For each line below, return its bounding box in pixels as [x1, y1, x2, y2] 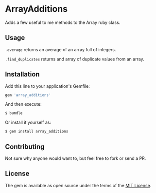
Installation [5, 70, 40, 78]
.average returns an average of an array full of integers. [5, 46, 116, 52]
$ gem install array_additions [5, 129, 69, 134]
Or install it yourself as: [5, 119, 51, 125]
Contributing [5, 142, 45, 151]
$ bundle [5, 111, 23, 116]
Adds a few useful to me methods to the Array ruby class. [5, 19, 121, 25]
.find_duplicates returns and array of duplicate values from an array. [5, 56, 144, 62]
